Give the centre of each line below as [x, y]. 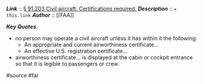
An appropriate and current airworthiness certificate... [92, 45]
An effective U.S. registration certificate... [76, 51]
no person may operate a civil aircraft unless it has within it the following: [106, 38]
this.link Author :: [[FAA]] [40, 15]
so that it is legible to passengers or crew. [67, 64]
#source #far [23, 75]
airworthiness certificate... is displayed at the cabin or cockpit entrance [104, 57]
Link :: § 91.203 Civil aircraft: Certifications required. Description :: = [92, 9]
